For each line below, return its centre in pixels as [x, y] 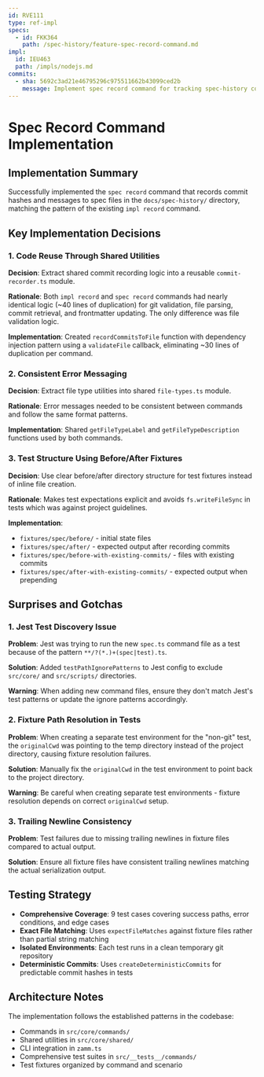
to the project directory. [46, 777]
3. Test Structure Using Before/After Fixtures [95, 458]
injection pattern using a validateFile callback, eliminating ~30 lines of [124, 345]
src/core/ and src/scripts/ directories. [73, 676]
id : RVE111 [26, 15]
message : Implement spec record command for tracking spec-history [135, 88]
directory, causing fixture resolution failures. [80, 754]
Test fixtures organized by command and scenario [101, 1064]
